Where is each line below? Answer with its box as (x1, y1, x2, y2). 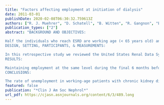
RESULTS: (5, 57, 23, 62)
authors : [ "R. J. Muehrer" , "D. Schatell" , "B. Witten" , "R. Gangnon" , (5, 21, 154, 26)
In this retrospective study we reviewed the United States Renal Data (5, 52, 154, 57)
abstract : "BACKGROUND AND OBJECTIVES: (5, 30, 86, 35)
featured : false (5, 84, 38, 88)
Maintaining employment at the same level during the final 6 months (5, 65, 150, 70)
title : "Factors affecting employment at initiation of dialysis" (5, 7, 143, 12)
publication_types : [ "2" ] (5, 25, 58, 30)
